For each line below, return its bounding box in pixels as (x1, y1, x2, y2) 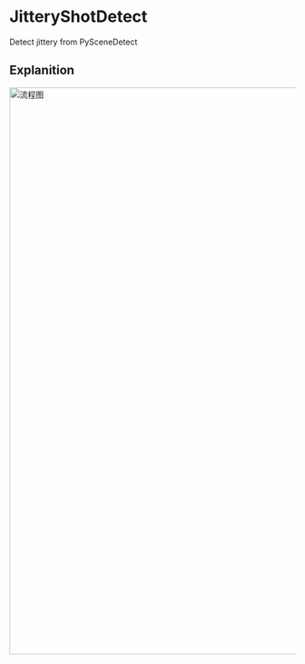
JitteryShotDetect (9, 6, 148, 27)
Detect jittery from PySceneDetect (9, 36, 138, 47)
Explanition (9, 63, 75, 78)
